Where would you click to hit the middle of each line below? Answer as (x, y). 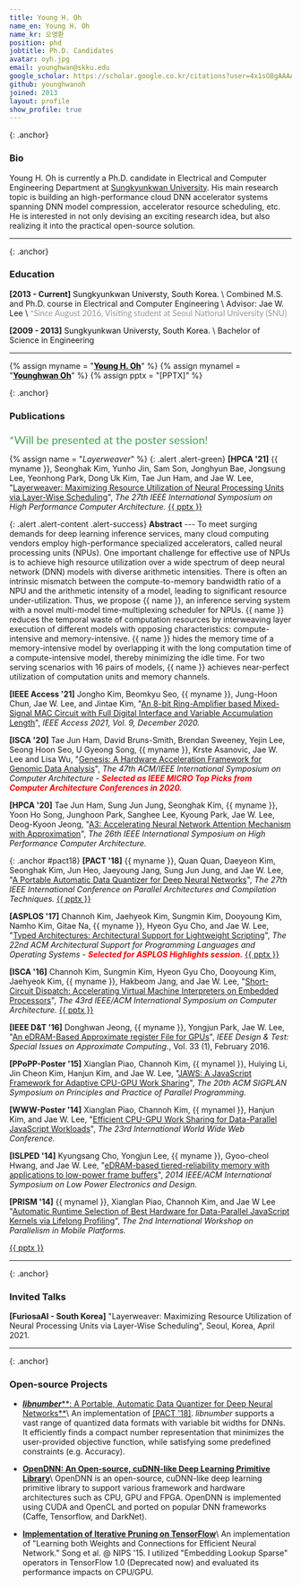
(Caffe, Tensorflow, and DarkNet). (85, 1517)
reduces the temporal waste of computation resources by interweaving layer (150, 619)
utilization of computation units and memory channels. (110, 676)
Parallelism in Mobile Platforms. (68, 1230)
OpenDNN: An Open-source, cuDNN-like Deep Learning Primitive (146, 1469)
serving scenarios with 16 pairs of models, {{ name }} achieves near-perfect (149, 667)
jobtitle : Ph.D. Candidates (62, 51)
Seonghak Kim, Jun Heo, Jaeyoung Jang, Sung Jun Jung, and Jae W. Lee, (146, 870)
